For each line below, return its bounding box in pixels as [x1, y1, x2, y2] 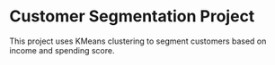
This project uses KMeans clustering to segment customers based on [9, 36, 267, 46]
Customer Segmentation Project [9, 6, 255, 27]
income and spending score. [9, 45, 115, 55]
